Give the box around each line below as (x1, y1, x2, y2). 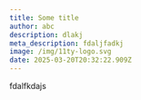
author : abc (9, 22, 55, 31)
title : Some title (9, 13, 79, 23)
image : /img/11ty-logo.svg (9, 47, 112, 56)
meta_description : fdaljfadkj (9, 38, 125, 48)
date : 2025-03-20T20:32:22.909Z (9, 55, 132, 65)
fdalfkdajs (9, 81, 47, 91)
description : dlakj (9, 30, 84, 39)
